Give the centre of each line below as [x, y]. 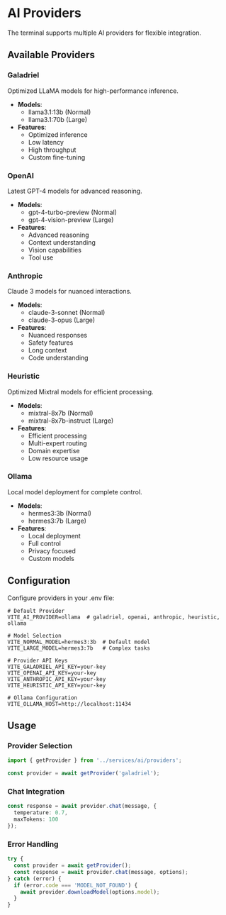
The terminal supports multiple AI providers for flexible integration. [104, 33]
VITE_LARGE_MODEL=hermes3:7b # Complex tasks [79, 648]
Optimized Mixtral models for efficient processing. [80, 392]
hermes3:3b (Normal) [60, 513]
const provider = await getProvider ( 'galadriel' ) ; [84, 773]
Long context [47, 350]
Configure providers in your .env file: [61, 598]
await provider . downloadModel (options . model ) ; [90, 892]
